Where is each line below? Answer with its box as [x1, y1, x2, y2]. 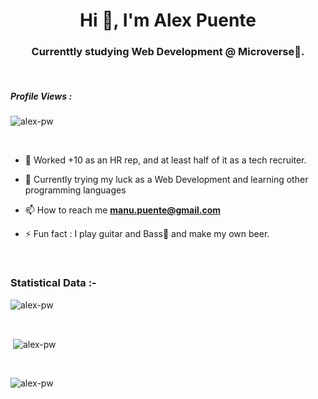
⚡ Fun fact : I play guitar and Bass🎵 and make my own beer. [24, 228, 270, 240]
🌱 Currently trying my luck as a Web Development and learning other [24, 174, 309, 186]
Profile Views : [10, 90, 73, 103]
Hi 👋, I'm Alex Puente [79, 9, 257, 32]
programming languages [24, 184, 127, 196]
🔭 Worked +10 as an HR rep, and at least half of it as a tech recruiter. [24, 154, 307, 166]
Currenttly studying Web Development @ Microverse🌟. [31, 45, 305, 59]
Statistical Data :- [10, 276, 97, 290]
